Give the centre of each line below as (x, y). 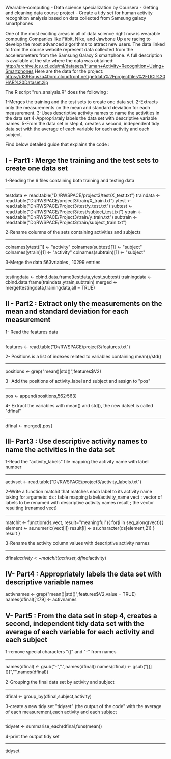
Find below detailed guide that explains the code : (58, 144)
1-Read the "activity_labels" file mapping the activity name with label (77, 462)
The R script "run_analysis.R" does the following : (57, 92)
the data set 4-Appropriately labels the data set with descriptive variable (81, 118)
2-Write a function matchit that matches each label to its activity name (79, 492)
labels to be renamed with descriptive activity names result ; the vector (80, 503)
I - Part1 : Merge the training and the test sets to (82, 160)
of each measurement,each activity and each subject (61, 712)
